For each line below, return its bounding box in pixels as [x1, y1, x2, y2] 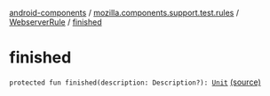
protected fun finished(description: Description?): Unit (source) [9, 77, 262, 87]
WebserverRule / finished [9, 17, 102, 27]
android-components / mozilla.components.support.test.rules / [9, 8, 240, 18]
